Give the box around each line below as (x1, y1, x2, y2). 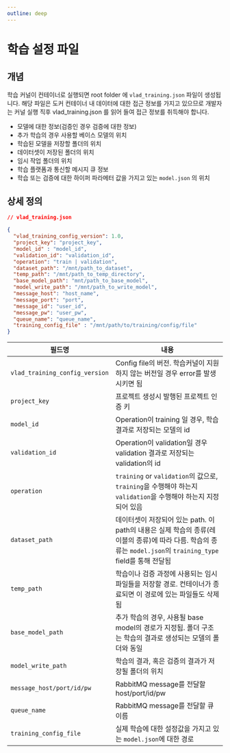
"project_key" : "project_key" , (13, 239, 103, 247)
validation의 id (115, 458, 161, 468)
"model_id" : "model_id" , (13, 245, 88, 252)
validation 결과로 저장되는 (115, 448, 195, 458)
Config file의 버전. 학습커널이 (115, 358, 205, 368)
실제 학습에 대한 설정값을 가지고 (115, 724, 212, 734)
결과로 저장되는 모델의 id (115, 425, 190, 435)
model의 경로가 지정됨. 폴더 (115, 623, 200, 632)
